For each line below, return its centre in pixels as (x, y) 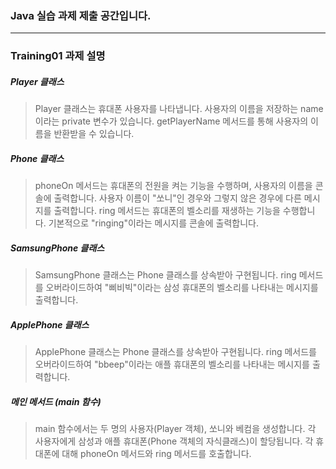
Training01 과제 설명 (58, 56)
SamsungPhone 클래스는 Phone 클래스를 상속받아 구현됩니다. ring (165, 275)
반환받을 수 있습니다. (94, 134)
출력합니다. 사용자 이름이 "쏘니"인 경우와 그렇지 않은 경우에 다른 (177, 198)
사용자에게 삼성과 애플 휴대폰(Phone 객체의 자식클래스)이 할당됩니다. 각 (174, 441)
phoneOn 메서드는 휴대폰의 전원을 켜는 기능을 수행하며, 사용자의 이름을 (173, 186)
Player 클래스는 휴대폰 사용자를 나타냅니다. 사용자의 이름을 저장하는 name (179, 109)
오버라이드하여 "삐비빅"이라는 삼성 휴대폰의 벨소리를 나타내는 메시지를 (182, 288)
